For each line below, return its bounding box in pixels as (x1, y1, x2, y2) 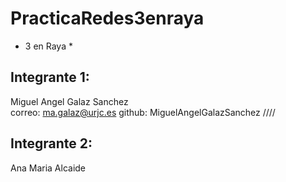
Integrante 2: (10, 135, 93, 152)
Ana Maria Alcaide (10, 162, 87, 174)
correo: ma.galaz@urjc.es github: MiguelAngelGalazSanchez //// (10, 106, 276, 118)
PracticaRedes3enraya (10, 7, 205, 30)
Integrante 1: (10, 69, 90, 86)
